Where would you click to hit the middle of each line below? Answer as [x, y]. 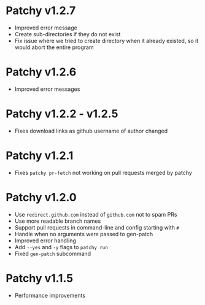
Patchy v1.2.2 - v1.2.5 [62, 114]
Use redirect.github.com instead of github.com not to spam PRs [96, 214]
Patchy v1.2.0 [41, 197]
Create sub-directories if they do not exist [68, 34]
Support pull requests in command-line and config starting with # [97, 227]
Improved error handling [45, 241]
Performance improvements [50, 295]
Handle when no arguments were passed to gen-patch [84, 234]
